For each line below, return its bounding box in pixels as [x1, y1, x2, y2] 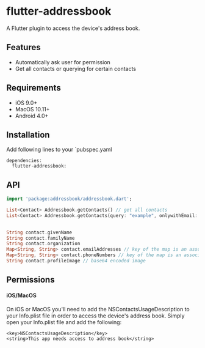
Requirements [6, 83, 61, 93]
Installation [6, 130, 50, 140]
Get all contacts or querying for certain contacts [15, 65, 136, 72]
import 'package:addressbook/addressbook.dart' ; [6, 196, 132, 202]
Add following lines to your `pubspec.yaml [6, 146, 112, 154]
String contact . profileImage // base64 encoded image [6, 258, 146, 264]
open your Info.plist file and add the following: [6, 318, 122, 325]
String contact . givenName [6, 229, 72, 235]
